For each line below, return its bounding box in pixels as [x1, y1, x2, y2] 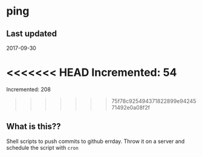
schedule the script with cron [6, 144, 79, 151]
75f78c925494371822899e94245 [111, 97, 197, 104]
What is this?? [6, 121, 61, 132]
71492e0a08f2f [111, 104, 150, 111]
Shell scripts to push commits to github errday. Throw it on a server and [6, 138, 185, 145]
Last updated [6, 28, 57, 39]
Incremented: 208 [6, 85, 51, 93]
